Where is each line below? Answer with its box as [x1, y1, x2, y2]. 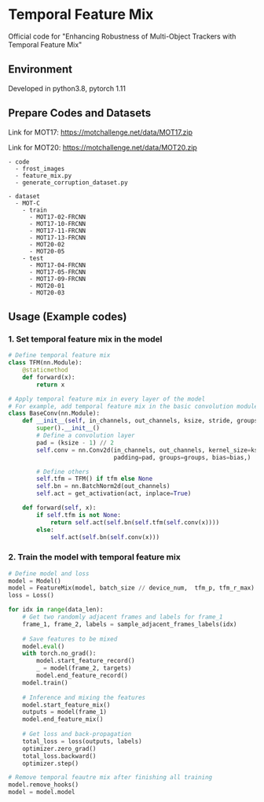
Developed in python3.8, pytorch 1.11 [8, 83, 126, 93]
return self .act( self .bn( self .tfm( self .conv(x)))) [49, 518, 220, 527]
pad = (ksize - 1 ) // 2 [36, 438, 114, 446]
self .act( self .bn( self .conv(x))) [49, 533, 159, 541]
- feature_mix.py [15, 172, 72, 179]
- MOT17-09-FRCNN [28, 275, 86, 283]
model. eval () [22, 642, 65, 650]
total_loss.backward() [22, 752, 97, 760]
